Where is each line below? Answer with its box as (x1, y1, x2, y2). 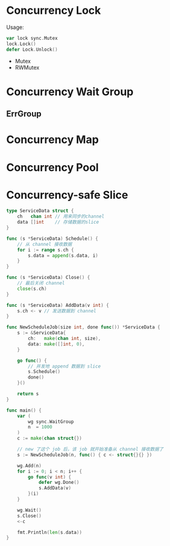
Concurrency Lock (6, 4, 101, 17)
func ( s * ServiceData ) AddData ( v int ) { (6, 302, 110, 308)
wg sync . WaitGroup (28, 418, 74, 425)
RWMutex (14, 64, 40, 71)
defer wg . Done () (38, 480, 80, 486)
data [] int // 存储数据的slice (17, 219, 99, 225)
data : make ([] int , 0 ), (28, 341, 85, 347)
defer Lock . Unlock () (6, 46, 58, 52)
